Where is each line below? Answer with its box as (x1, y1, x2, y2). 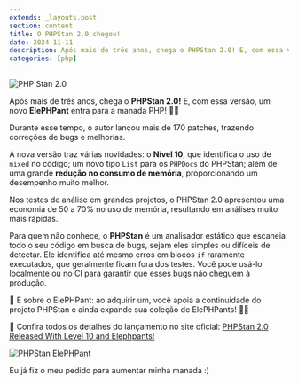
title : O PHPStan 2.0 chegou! (9, 29, 122, 38)
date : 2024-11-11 (9, 37, 74, 47)
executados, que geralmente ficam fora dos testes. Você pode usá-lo (9, 259, 263, 269)
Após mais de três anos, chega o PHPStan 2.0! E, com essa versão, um (9, 96, 271, 106)
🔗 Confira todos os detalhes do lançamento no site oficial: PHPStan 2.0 (9, 321, 269, 332)
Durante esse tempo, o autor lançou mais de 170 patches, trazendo (9, 122, 255, 133)
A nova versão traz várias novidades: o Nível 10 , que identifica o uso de (9, 149, 272, 160)
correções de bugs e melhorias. (9, 132, 126, 142)
